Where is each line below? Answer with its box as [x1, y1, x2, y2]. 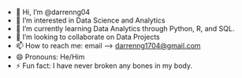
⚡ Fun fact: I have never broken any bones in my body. [15, 61, 193, 70]
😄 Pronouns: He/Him [15, 52, 85, 62]
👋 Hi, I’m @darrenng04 [15, 8, 91, 16]
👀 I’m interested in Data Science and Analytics [15, 16, 166, 25]
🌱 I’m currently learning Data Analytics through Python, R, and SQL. [15, 24, 235, 33]
